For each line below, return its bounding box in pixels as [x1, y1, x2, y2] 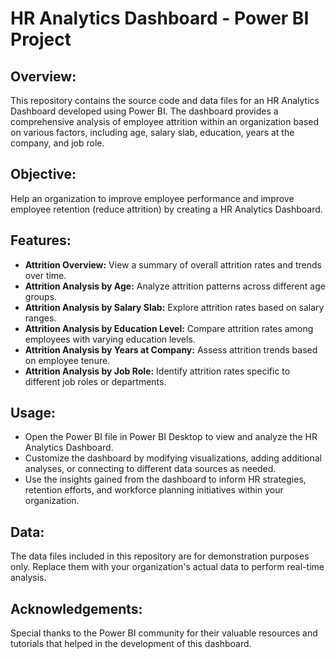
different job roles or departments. [24, 375, 167, 387]
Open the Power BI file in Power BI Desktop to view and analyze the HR [24, 431, 318, 443]
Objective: [10, 166, 77, 183]
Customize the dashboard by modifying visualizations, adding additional [24, 452, 322, 464]
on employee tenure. [24, 354, 111, 366]
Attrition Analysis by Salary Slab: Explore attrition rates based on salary [24, 301, 325, 313]
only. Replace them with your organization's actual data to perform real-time [10, 561, 325, 573]
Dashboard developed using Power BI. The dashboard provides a [10, 105, 279, 117]
